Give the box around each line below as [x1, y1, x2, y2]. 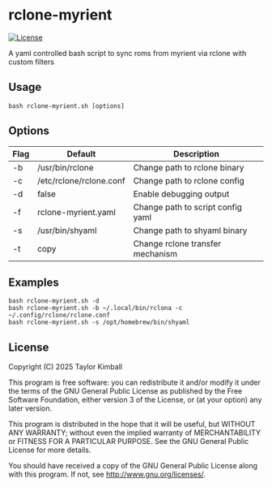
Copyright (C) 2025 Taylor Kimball [8, 362, 123, 372]
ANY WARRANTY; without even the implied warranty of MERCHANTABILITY [8, 428, 261, 437]
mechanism [133, 248, 178, 259]
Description [173, 148, 220, 159]
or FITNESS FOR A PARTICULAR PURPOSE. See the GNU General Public [8, 437, 249, 446]
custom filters [8, 57, 55, 67]
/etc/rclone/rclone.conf [37, 175, 125, 186]
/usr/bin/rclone [37, 162, 95, 173]
